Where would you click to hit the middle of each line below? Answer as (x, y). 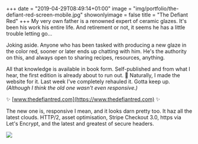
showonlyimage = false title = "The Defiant (136, 15)
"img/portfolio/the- (156, 9)
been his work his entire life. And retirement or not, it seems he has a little (96, 27)
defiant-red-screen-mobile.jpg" (45, 15)
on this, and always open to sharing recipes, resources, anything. (86, 58)
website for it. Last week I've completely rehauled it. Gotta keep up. (88, 81)
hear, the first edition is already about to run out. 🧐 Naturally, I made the (93, 75)
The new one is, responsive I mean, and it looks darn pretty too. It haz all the (99, 111)
